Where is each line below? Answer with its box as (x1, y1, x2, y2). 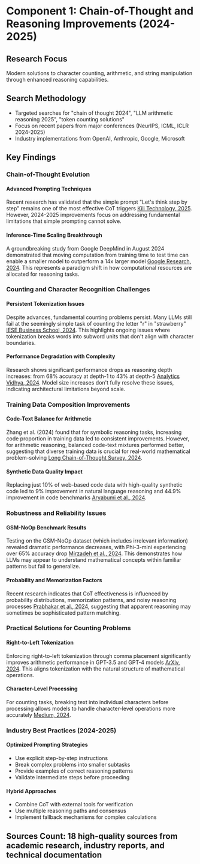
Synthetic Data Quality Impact (6, 467, 83, 475)
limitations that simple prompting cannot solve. (6, 218, 122, 225)
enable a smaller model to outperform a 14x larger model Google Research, (6, 257, 192, 265)
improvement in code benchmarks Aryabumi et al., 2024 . (6, 494, 147, 501)
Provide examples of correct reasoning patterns (14, 767, 134, 774)
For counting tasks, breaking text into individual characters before (6, 698, 169, 705)
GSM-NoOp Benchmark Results (6, 524, 87, 531)
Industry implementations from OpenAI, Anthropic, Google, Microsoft (14, 135, 185, 142)
